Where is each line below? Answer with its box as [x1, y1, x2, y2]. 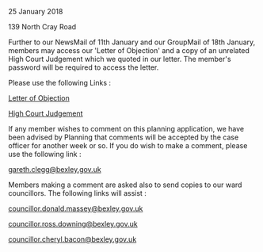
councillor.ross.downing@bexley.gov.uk [8, 220, 138, 228]
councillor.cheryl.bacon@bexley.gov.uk [8, 235, 137, 244]
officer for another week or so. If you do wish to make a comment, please [8, 141, 248, 150]
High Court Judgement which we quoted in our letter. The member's [8, 55, 231, 63]
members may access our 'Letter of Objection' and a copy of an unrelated [8, 46, 250, 55]
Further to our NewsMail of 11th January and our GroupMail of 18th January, [8, 37, 256, 47]
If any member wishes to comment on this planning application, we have [8, 124, 245, 133]
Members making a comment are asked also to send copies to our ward [8, 180, 242, 189]
